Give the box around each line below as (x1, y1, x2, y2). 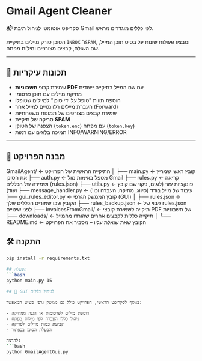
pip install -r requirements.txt (6, 255, 90, 262)
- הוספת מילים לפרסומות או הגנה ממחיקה (6, 310, 90, 316)
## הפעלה (6, 266, 27, 273)
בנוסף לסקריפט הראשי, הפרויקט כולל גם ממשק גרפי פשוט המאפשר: (6, 299, 142, 305)
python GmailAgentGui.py (6, 348, 69, 355)
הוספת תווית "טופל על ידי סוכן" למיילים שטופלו (14, 96, 121, 103)
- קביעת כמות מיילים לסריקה (6, 321, 64, 327)
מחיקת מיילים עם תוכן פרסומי (14, 90, 82, 97)
